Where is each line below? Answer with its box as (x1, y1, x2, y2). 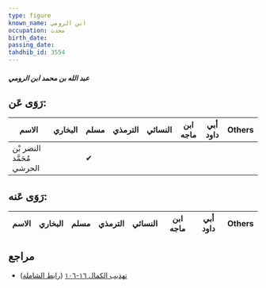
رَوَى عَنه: (8, 190, 47, 203)
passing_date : (8, 41, 55, 49)
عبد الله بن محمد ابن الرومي (8, 73, 89, 83)
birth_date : (8, 33, 47, 42)
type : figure (8, 11, 51, 20)
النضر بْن (12, 143, 41, 154)
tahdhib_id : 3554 (8, 48, 66, 56)
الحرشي (12, 163, 40, 174)
